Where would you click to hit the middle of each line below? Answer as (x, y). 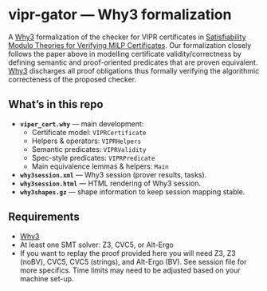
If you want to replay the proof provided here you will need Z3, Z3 (128, 253)
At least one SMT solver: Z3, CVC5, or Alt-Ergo (96, 245)
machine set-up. (47, 278)
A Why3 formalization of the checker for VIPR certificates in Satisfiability (127, 37)
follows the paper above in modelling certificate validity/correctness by (125, 54)
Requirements (44, 217)
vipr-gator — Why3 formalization (120, 15)
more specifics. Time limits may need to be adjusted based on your (130, 270)
